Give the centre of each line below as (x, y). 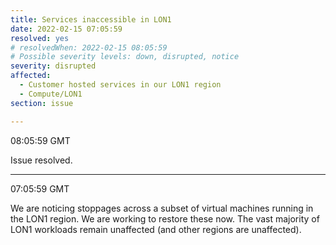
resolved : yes (40, 38)
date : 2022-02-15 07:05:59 (66, 29)
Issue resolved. (41, 160)
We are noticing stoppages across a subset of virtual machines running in (162, 208)
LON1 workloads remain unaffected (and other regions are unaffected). (156, 229)
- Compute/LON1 (51, 94)
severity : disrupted (53, 66)
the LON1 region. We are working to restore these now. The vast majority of (165, 218)
